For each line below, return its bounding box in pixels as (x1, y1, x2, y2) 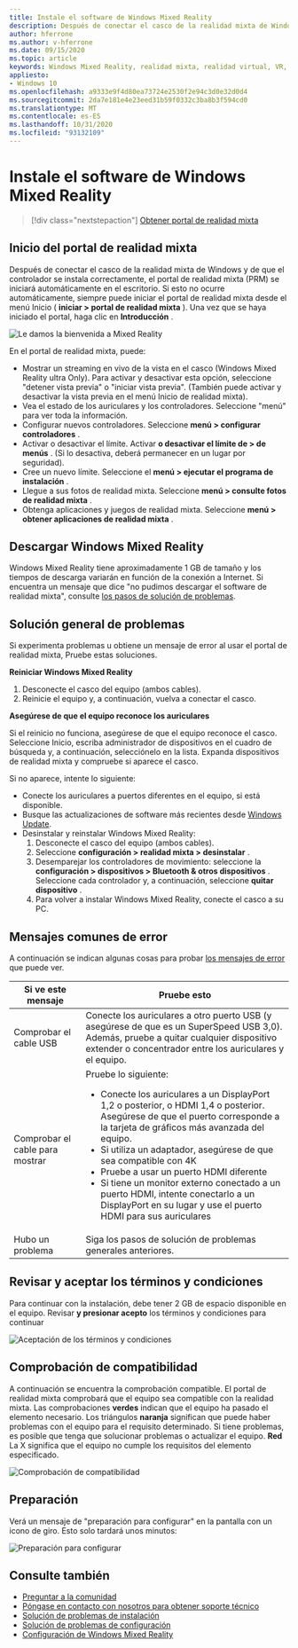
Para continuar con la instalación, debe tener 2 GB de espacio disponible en (9, 1298, 286, 1308)
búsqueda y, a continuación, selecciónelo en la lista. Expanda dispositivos (9, 747, 279, 757)
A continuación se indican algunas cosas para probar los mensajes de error (9, 953, 286, 963)
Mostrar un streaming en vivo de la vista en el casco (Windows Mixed (21, 363, 277, 373)
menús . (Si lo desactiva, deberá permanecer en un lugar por (21, 447, 246, 458)
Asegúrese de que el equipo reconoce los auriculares (9, 710, 210, 721)
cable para (13, 1143, 59, 1156)
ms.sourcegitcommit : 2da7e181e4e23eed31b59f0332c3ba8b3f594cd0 (9, 95, 248, 105)
